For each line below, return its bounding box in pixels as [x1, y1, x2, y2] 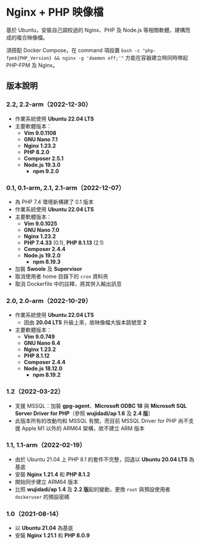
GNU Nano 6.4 [23, 340, 61, 347]
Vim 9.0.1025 [23, 220, 58, 227]
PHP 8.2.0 [23, 148, 50, 156]
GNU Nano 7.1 [23, 135, 58, 143]
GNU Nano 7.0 [23, 226, 60, 234]
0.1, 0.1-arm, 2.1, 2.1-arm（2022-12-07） [6, 183, 125, 192]
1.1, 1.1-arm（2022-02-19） [6, 441, 86, 449]
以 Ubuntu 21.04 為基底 [14, 525, 73, 532]
